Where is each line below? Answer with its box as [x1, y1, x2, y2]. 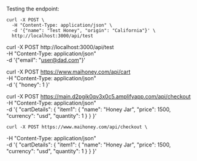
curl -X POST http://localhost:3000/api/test [6, 44, 114, 50]
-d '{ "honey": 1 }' [6, 81, 50, 88]
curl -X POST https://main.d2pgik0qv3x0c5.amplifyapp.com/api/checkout [6, 93, 191, 100]
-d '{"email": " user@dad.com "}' [6, 57, 86, 63]
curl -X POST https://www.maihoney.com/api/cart [6, 68, 131, 75]
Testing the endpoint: [6, 5, 59, 12]
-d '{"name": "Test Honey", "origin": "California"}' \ [12, 27, 156, 33]
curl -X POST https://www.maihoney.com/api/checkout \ [6, 124, 148, 130]
